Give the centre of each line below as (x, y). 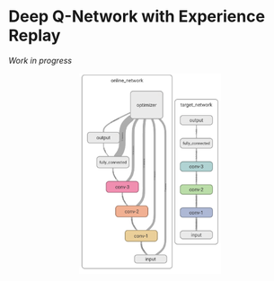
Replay (35, 35)
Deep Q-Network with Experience (137, 17)
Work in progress (40, 60)
